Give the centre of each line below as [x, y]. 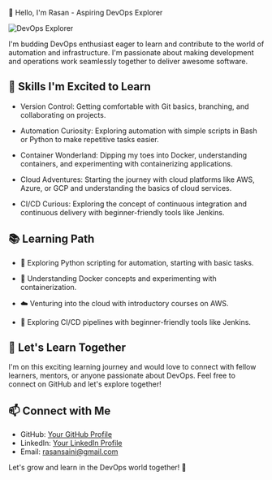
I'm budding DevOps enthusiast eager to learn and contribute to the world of [136, 44]
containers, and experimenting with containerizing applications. [126, 163]
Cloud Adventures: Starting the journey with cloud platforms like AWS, [138, 179]
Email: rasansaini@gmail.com [69, 452]
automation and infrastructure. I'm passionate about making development [131, 52]
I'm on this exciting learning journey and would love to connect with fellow [132, 367]
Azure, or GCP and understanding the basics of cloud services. [126, 188]
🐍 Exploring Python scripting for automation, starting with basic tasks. [137, 262]
